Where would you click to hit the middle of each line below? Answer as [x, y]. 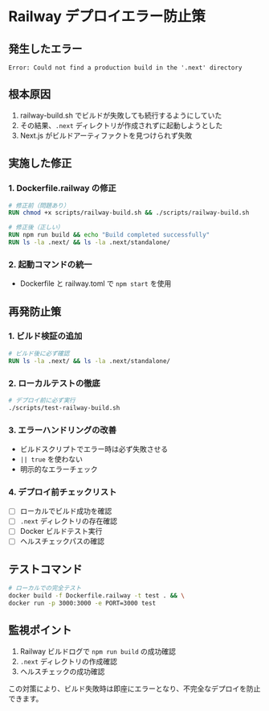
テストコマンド [45, 569]
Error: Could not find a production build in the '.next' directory [125, 68]
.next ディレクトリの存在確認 [69, 521]
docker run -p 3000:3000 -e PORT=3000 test [82, 604]
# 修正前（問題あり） [39, 205]
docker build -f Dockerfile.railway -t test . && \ [96, 596]
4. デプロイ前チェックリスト [63, 492]
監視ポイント [40, 630]
